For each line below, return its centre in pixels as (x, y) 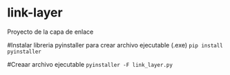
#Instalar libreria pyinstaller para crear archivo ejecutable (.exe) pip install (115, 45)
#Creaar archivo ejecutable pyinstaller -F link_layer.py (90, 64)
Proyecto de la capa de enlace (50, 32)
